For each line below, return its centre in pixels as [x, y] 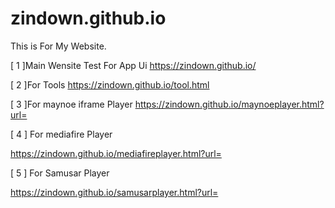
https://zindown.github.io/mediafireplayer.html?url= [116, 153]
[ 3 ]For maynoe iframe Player [71, 104]
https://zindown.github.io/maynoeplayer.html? [229, 104]
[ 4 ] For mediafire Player [61, 134]
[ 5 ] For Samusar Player [60, 173]
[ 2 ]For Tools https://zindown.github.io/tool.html [110, 84]
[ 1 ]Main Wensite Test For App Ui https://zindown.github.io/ [133, 65]
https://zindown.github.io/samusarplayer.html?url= [114, 192]
